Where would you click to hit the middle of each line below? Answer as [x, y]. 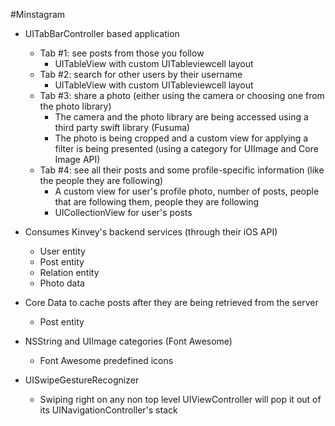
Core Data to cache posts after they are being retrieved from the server [171, 302]
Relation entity [69, 272]
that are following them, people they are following [157, 202]
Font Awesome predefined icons [106, 360]
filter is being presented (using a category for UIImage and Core [186, 148]
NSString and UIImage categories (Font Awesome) [128, 341]
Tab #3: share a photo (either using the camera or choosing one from [182, 95]
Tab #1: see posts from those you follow [122, 53]
